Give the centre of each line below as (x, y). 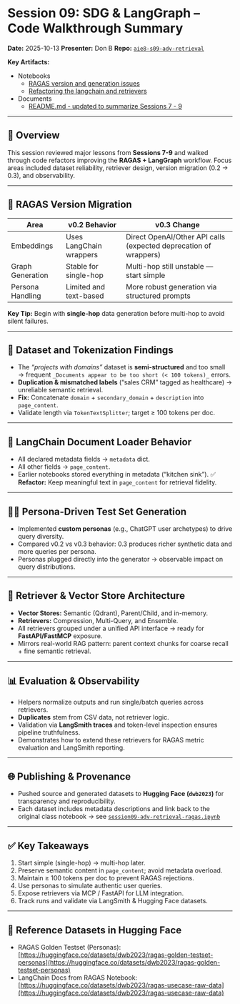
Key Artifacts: (29, 61)
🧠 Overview (34, 135)
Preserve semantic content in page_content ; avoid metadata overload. (120, 870)
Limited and (85, 287)
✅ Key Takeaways (48, 846)
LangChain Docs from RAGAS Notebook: (77, 978)
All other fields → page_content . (64, 467)
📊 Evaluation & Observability (74, 681)
